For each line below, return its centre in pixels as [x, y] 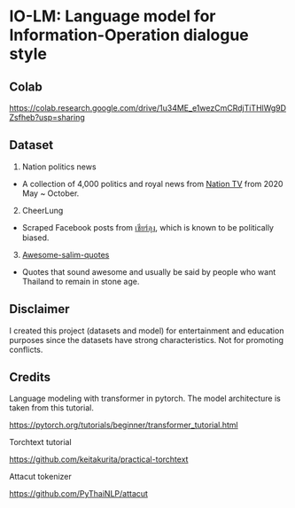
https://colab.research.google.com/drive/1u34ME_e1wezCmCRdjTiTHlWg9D [147, 108]
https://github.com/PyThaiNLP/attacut [79, 494]
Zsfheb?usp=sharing [47, 117]
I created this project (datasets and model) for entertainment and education [147, 331]
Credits [30, 377]
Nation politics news [59, 167]
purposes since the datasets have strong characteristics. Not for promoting [147, 340]
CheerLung [43, 210]
